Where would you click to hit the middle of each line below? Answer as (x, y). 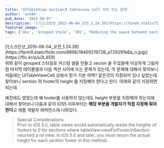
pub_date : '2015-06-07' (29, 18)
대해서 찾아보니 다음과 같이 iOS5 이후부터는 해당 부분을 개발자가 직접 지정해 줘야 (81, 104)
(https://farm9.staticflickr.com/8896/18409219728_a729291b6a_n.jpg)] (76, 52)
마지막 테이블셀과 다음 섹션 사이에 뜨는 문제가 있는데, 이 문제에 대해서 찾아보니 (84, 69)
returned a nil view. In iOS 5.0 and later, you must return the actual (83, 135)
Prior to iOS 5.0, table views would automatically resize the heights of (87, 125)
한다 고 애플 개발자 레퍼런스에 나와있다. (41, 110)
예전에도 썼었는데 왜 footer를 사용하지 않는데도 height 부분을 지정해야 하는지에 (80, 98)
